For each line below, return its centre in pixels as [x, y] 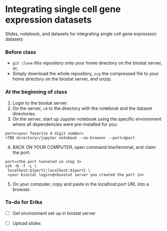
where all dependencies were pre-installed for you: [65, 124]
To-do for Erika [24, 202]
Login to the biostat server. [40, 103]
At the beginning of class [36, 92]
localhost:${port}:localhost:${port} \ [49, 170]
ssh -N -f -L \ [21, 166]
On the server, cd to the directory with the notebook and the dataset [82, 108]
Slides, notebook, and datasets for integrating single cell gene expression [81, 34]
